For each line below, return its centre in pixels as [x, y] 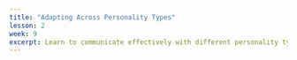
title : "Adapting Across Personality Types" [92, 17]
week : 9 [23, 34]
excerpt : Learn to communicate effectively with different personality [144, 42]
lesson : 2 [27, 26]
